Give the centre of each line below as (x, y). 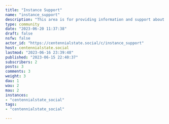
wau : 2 (12, 85)
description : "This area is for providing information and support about (85, 19)
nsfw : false (18, 39)
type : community (22, 24)
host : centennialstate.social (37, 48)
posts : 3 (14, 67)
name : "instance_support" (32, 15)
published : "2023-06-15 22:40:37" (42, 57)
